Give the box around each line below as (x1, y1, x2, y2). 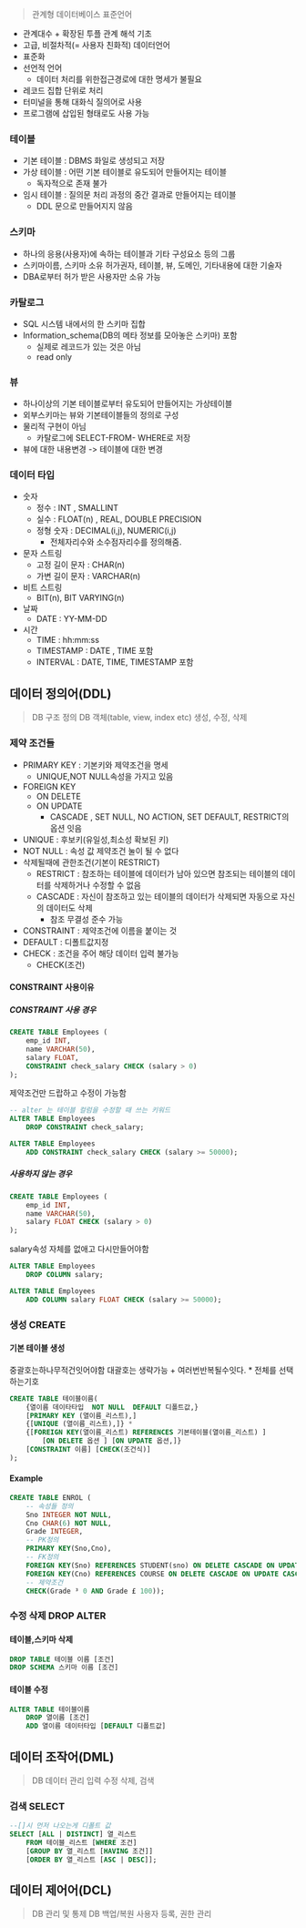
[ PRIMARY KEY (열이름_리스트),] (25, 1411, 138, 1420)
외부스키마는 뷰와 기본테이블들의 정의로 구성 (22, 410, 179, 421)
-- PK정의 (25, 1535, 59, 1545)
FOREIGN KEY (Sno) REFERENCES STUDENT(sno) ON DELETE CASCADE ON (25, 1561, 275, 1570)
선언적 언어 (22, 63, 63, 73)
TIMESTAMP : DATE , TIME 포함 (36, 646, 154, 657)
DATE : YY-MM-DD (36, 614, 107, 625)
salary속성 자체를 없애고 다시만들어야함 (9, 1243, 149, 1255)
